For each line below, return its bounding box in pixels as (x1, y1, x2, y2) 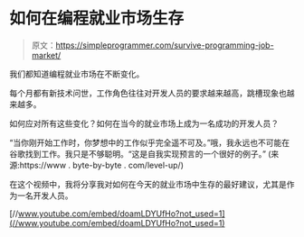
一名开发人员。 (16, 190, 73, 201)
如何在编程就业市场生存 (9, 8, 185, 29)
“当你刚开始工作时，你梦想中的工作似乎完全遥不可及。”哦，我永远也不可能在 (9, 137, 290, 148)
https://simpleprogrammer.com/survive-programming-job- (55, 40, 274, 50)
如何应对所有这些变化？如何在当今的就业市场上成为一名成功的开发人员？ (9, 118, 279, 129)
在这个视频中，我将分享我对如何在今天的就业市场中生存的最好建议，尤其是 (9, 178, 287, 189)
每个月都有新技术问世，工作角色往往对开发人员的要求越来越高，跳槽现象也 (9, 87, 287, 98)
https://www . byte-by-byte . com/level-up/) (19, 160, 184, 170)
